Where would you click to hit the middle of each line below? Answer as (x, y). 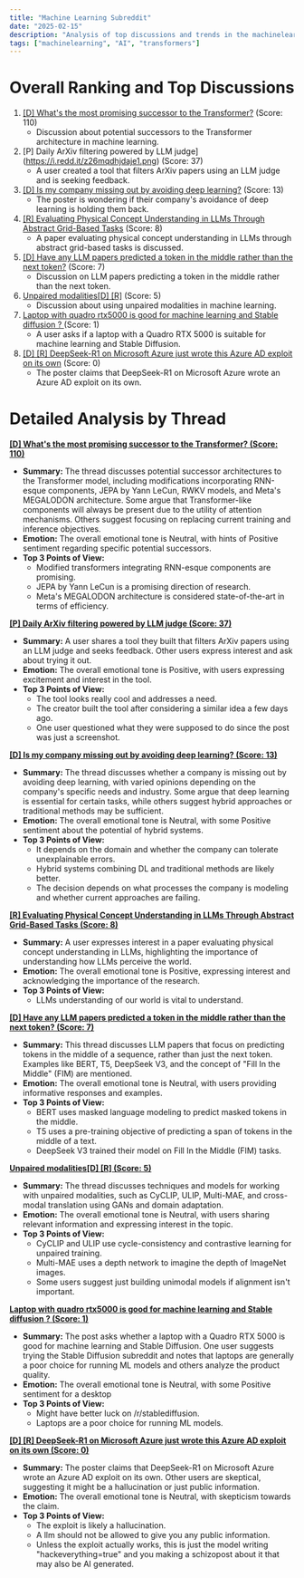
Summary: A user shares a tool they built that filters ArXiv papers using (156, 641)
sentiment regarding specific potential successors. (117, 548)
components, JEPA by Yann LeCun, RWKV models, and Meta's (165, 491)
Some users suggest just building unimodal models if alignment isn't (163, 1282)
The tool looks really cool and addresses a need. (126, 699)
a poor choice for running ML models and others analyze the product (151, 1365)
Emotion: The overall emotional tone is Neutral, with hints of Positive (150, 539)
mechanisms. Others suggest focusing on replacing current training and (157, 520)
